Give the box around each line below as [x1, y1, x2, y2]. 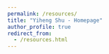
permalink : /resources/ [7, 10, 78, 18]
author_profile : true [7, 23, 71, 30]
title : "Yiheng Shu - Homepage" [7, 17, 103, 24]
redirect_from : [7, 29, 52, 37]
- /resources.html [13, 36, 69, 43]
